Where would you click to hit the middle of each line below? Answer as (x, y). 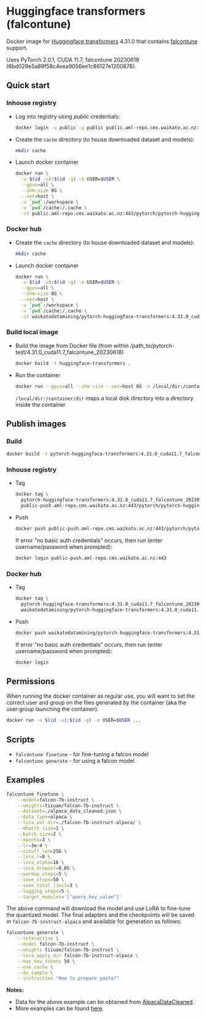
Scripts (21, 739)
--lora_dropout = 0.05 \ (46, 868)
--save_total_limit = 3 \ (48, 885)
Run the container (38, 375)
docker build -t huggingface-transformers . (73, 363)
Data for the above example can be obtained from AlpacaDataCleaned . (105, 1002)
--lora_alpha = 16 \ (41, 863)
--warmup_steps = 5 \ (42, 874)
